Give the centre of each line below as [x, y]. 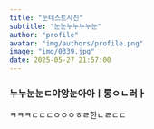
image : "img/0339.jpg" [52, 52]
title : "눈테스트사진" [47, 18]
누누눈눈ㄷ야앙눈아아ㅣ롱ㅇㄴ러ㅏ [78, 94]
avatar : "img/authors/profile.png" [77, 43]
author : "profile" [44, 35]
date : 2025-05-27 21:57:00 [60, 60]
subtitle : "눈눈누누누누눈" [56, 26]
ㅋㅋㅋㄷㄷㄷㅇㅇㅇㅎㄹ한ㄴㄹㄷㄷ [68, 115]
